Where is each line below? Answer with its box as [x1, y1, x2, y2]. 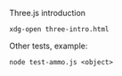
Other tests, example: [9, 40, 88, 51]
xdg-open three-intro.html [9, 25, 110, 34]
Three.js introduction [9, 8, 86, 18]
